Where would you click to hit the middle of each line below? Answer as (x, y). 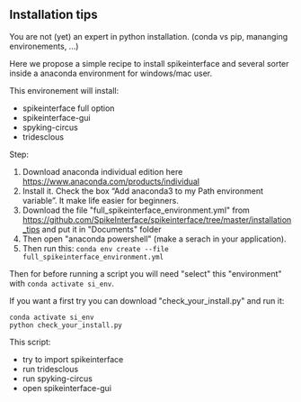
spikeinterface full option (68, 108)
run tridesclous (50, 369)
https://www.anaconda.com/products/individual (111, 181)
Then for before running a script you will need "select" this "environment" (146, 273)
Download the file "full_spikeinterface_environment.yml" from (136, 210)
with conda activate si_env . (62, 283)
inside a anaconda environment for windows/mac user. (111, 73)
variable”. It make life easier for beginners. (101, 200)
